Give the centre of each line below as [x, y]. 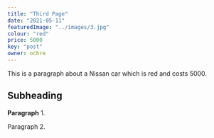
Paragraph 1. [26, 113]
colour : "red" [28, 34]
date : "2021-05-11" [36, 21]
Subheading [35, 96]
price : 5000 [25, 40]
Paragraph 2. [27, 126]
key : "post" [25, 47]
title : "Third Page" [38, 14]
